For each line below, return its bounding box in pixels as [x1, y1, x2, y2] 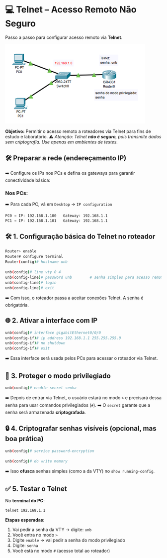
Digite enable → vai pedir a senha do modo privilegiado [12, 537, 126, 543]
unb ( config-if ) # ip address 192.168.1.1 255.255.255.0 [5, 335, 121, 340]
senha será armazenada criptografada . [5, 409, 86, 415]
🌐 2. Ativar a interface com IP [5, 317, 98, 325]
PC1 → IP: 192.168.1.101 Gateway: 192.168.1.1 [5, 219, 108, 223]
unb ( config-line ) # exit [5, 285, 55, 290]
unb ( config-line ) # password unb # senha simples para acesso [5, 275, 150, 280]
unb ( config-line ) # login [5, 280, 57, 285]
